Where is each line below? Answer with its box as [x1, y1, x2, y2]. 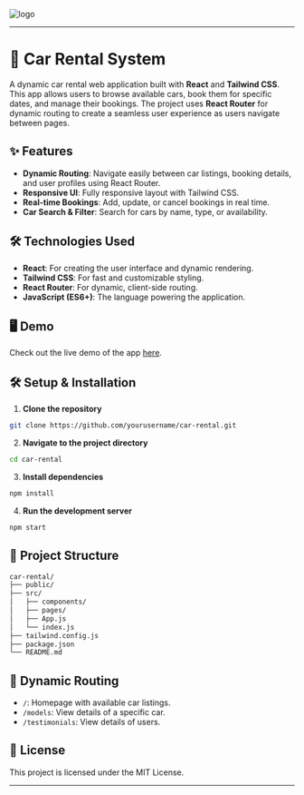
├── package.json [9, 640, 75, 649]
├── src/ [9, 589, 43, 598]
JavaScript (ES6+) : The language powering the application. [22, 291, 246, 302]
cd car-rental [9, 455, 63, 465]
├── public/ [9, 581, 54, 590]
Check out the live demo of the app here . [9, 348, 163, 358]
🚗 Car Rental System [9, 49, 166, 70]
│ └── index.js [9, 623, 75, 632]
